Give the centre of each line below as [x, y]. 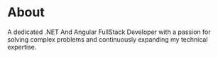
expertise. [22, 47]
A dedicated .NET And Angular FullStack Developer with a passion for [109, 32]
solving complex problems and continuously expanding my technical [108, 39]
